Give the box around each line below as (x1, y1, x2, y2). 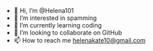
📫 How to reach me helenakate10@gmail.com (13, 37, 146, 44)
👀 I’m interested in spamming (13, 14, 97, 22)
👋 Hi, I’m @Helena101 (13, 7, 74, 14)
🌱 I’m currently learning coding (13, 21, 102, 29)
